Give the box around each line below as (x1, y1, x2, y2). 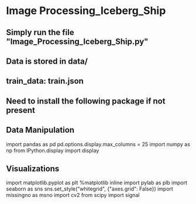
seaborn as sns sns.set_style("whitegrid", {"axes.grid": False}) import (6, 185, 174, 192)
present (6, 105, 35, 115)
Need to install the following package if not (6, 96, 166, 106)
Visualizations (6, 164, 60, 174)
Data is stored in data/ (6, 56, 88, 66)
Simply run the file (6, 27, 74, 37)
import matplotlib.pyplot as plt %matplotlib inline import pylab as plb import (6, 179, 188, 186)
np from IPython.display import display (6, 147, 99, 154)
